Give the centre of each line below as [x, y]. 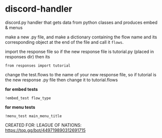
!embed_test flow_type [28, 98]
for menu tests [20, 107]
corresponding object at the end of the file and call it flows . [64, 42]
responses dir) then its [27, 56]
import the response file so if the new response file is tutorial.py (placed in [80, 52]
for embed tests [21, 89]
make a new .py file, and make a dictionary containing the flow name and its [81, 37]
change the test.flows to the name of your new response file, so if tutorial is [81, 74]
